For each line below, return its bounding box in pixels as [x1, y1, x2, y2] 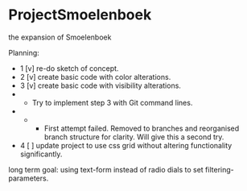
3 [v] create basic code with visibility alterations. [19, 81, 181, 90]
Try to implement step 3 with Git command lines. [31, 98, 193, 107]
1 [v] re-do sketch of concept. [19, 63, 119, 73]
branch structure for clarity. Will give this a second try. [43, 131, 224, 142]
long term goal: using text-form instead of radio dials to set [8, 164, 204, 174]
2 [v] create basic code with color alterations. [19, 72, 171, 81]
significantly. [19, 149, 63, 159]
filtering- [204, 164, 235, 174]
